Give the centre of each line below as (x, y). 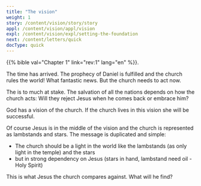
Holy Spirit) (29, 165)
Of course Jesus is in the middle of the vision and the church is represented (100, 128)
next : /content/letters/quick (44, 40)
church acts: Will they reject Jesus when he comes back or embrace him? (97, 98)
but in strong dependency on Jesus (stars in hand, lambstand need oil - (103, 158)
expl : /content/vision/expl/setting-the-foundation (72, 34)
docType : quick (25, 46)
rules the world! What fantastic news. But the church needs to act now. (94, 80)
